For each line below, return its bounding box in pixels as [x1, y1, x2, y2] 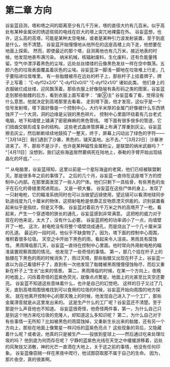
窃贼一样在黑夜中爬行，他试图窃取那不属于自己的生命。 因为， [32, 350, 163, 356]
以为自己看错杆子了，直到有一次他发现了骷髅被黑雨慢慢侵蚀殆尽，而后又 [9, 261, 160, 267]
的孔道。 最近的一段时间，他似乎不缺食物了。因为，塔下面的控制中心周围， [5, 229, 162, 236]
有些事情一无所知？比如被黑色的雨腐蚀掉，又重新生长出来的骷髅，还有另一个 [5, 318, 165, 324]
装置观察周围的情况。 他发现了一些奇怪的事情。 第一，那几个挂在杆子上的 [9, 248, 163, 254]
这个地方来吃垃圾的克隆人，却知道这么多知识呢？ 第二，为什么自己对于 [14, 312, 162, 318]
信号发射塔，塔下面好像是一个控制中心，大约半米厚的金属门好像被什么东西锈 [5, 104, 165, 111]
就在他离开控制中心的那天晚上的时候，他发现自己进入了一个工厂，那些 [15, 292, 162, 299]
